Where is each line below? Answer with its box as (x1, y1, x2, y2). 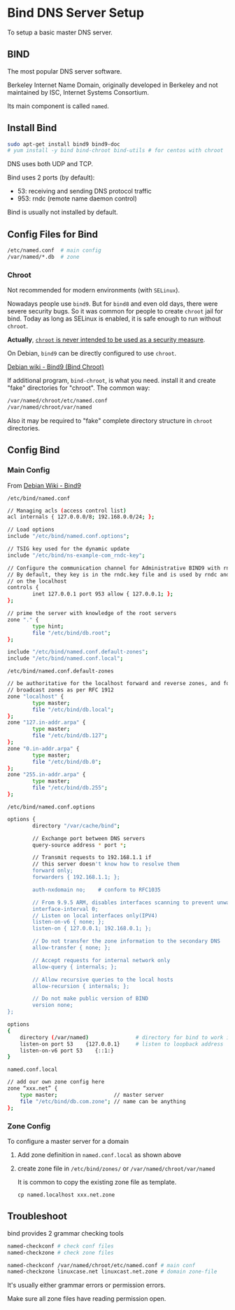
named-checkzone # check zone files (7, 1249, 114, 1256)
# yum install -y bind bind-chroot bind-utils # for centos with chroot (7, 147, 224, 154)
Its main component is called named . (7, 102, 110, 110)
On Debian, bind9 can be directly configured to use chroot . (7, 349, 177, 358)
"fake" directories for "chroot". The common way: (7, 384, 150, 392)
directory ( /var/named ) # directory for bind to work (20, 1034, 224, 1041)
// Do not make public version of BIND (32, 995, 149, 1002)
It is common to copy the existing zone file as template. (17, 1178, 177, 1187)
